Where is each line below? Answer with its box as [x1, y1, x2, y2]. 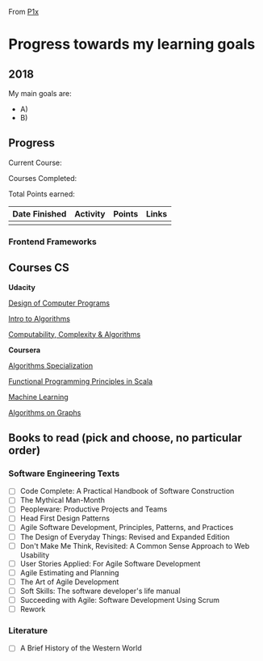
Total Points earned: [8, 189, 75, 199]
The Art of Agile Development [19, 577, 119, 587]
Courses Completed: [8, 173, 77, 183]
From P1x [8, 7, 39, 16]
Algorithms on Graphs [8, 407, 81, 417]
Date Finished [12, 208, 67, 219]
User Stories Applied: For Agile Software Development [19, 558, 201, 568]
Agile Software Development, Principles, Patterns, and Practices [19, 523, 234, 533]
